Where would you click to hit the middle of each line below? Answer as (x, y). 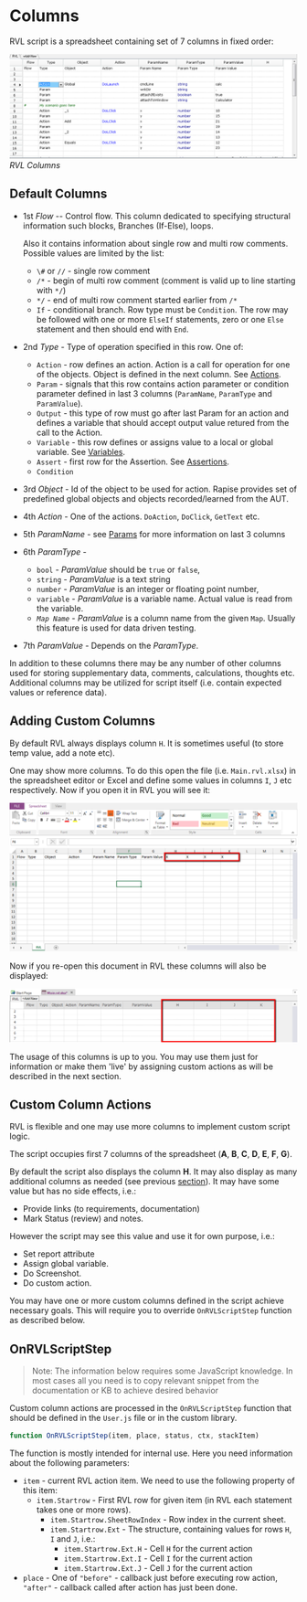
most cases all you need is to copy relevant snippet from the (145, 1381)
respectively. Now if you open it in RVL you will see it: (110, 790)
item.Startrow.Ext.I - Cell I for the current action (158, 1558)
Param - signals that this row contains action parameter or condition (163, 384)
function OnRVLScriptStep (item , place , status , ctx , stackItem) (134, 1436)
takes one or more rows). (84, 1510)
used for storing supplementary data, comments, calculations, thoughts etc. (152, 673)
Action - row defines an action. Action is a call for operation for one (163, 364)
